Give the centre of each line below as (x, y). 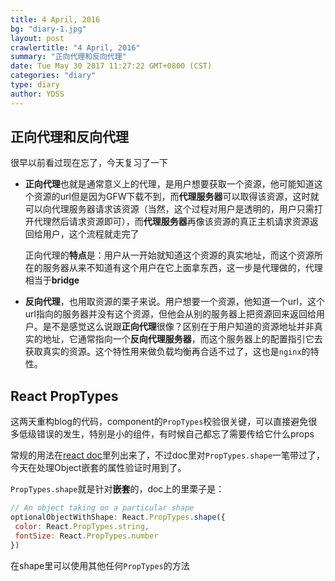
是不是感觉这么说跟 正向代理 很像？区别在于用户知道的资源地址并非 (178, 327)
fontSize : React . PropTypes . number (86, 536)
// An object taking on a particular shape (102, 508)
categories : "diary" (53, 76)
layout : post (37, 38)
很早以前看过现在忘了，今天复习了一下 (89, 163)
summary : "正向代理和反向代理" (68, 57)
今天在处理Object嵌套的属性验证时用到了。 (98, 468)
